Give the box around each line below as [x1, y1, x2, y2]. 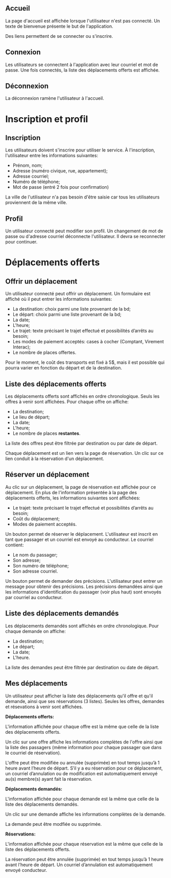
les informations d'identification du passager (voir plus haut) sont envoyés [5, 588, 162, 595]
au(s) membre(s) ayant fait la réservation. [5, 776, 93, 782]
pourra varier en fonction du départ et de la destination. [5, 365, 123, 371]
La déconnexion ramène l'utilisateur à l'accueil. [5, 95, 105, 101]
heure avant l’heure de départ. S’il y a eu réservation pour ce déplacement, [5, 765, 163, 771]
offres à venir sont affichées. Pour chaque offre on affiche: [5, 399, 129, 405]
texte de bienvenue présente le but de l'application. [5, 23, 113, 29]
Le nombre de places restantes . [12, 430, 81, 436]
